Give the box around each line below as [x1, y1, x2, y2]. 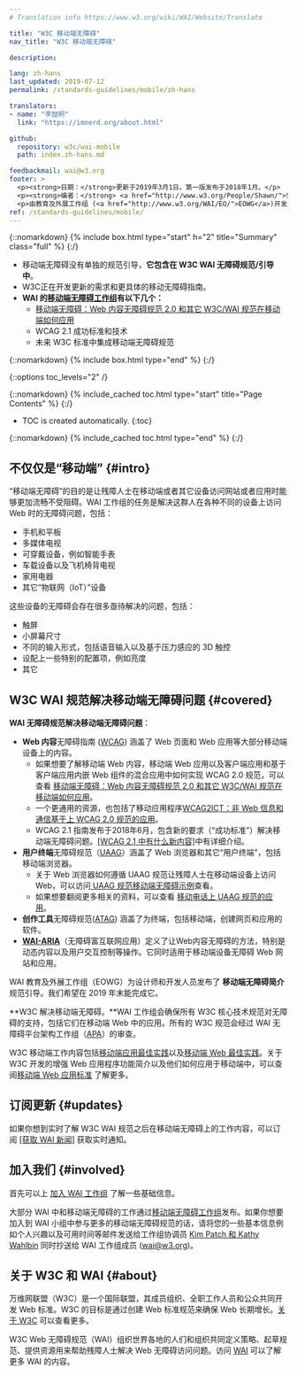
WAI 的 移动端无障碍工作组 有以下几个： [21, 293, 164, 304]
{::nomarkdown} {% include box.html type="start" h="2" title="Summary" [9, 232, 278, 243]
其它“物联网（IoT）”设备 [21, 582, 107, 593]
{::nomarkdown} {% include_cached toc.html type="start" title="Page [9, 389, 263, 399]
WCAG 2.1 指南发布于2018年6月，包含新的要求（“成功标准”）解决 [34, 825, 273, 835]
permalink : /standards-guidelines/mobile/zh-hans [9, 86, 196, 95]
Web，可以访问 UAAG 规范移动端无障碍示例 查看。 [34, 880, 218, 891]
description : [9, 53, 57, 62]
